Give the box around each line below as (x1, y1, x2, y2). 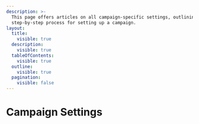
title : (11, 31, 28, 37)
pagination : (11, 74, 41, 80)
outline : (11, 63, 33, 70)
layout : (6, 25, 25, 31)
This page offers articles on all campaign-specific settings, (11, 14, 171, 20)
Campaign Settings (6, 106, 102, 119)
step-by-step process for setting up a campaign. (11, 19, 136, 25)
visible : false (17, 80, 54, 86)
